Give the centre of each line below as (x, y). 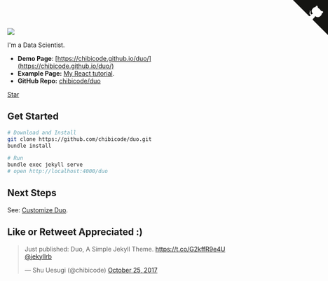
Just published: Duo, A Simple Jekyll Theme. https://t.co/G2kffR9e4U (125, 249)
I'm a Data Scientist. (36, 45)
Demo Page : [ (37, 59)
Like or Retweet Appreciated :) (75, 232)
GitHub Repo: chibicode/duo (59, 81)
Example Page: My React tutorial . (66, 73)
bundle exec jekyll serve (45, 165)
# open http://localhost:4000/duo (58, 172)
